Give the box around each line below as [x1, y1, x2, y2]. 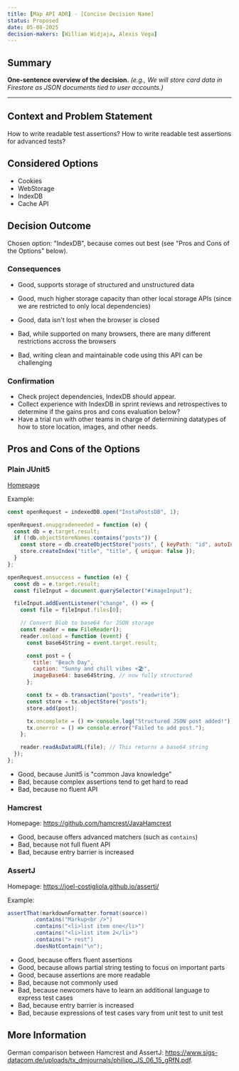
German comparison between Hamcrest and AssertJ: [7, 1048, 164, 1057]
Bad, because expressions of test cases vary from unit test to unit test [17, 1008, 223, 1017]
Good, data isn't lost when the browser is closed [17, 315, 160, 324]
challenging [17, 358, 52, 367]
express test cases [17, 993, 73, 1002]
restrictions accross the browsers [17, 336, 117, 346]
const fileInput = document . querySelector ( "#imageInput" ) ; [14, 587, 193, 594]
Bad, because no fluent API [17, 785, 98, 793]
